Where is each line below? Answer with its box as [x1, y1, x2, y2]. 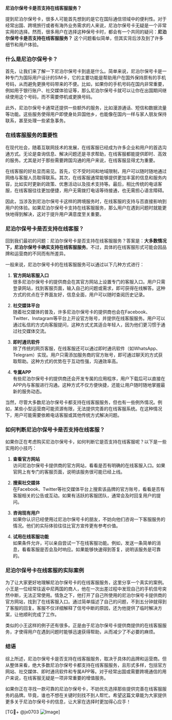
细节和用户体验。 [5, 42, 41, 48]
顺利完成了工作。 [23, 611, 59, 617]
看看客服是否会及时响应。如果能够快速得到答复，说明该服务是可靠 [21, 546, 161, 553]
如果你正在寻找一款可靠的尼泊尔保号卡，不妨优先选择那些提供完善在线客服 [5, 686, 162, 692]
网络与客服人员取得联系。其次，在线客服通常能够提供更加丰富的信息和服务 [5, 174, 162, 181]
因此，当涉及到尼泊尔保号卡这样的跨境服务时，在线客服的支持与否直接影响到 [5, 198, 167, 204]
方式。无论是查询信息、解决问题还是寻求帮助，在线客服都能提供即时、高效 [9, 151, 167, 157]
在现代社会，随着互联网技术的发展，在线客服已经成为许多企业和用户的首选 [5, 144, 162, 150]
